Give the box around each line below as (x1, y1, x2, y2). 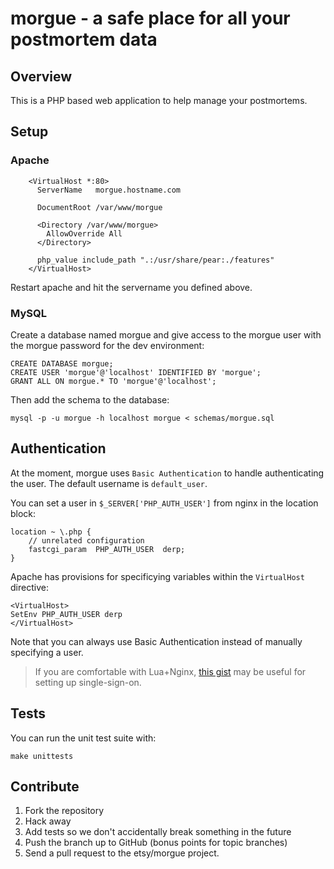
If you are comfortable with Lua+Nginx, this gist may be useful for (34, 665, 307, 677)
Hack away (24, 815, 72, 827)
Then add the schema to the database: (10, 393, 170, 406)
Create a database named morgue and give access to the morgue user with (10, 328, 322, 341)
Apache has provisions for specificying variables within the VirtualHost (10, 570, 305, 582)
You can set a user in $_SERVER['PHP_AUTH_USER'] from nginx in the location (10, 497, 319, 509)
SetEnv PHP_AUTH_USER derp (10, 609, 123, 619)
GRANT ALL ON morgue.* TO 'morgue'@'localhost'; (10, 376, 217, 386)
